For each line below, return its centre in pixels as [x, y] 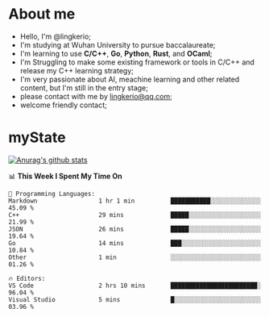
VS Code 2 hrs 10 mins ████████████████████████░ [135, 286]
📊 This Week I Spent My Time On [65, 176]
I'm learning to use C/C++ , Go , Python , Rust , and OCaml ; [116, 53]
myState [37, 138]
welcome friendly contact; [63, 105]
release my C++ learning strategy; [77, 70]
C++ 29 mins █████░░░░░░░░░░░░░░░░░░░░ [135, 215]
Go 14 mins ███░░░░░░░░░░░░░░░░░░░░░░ [135, 243]
